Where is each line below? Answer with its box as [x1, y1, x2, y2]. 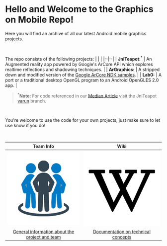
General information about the [12, 229, 75, 235]
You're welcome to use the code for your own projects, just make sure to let [5, 117, 161, 123]
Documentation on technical [92, 229, 151, 235]
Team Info [33, 143, 55, 149]
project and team [26, 234, 61, 240]
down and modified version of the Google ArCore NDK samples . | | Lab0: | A [5, 72, 162, 78]
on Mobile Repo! [5, 14, 74, 25]
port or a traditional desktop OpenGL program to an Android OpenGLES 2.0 [5, 77, 159, 83]
